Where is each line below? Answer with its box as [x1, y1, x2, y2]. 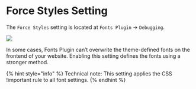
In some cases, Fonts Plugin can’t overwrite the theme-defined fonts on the [6, 46, 191, 53]
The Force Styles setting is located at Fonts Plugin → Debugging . [6, 24, 165, 31]
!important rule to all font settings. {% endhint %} [6, 76, 126, 83]
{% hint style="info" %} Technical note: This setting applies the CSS [6, 70, 173, 77]
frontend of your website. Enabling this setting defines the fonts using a [6, 52, 181, 60]
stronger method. [6, 58, 49, 65]
